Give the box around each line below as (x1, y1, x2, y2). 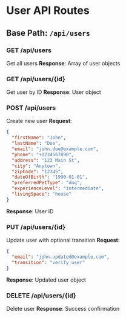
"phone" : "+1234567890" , (12, 151, 75, 157)
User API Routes (6, 4, 90, 18)
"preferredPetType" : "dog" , (12, 180, 83, 186)
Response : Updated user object (6, 276, 87, 283)
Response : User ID (6, 207, 54, 215)
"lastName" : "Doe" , (12, 141, 61, 147)
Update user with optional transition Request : (6, 237, 120, 244)
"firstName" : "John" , (12, 134, 67, 141)
